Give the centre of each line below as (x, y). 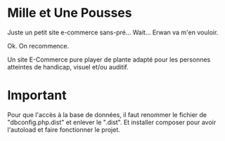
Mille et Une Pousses (70, 13)
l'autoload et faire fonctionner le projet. (64, 129)
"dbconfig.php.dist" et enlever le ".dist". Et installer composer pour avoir (112, 122)
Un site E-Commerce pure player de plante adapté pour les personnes (109, 59)
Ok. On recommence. (38, 46)
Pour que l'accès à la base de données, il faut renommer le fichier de (107, 114)
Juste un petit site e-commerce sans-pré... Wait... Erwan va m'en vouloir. (113, 32)
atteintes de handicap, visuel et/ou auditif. (68, 67)
